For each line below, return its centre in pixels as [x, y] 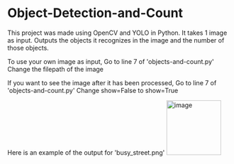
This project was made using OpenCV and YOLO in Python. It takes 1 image [117, 33]
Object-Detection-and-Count [95, 13]
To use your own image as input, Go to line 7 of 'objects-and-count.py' [111, 61]
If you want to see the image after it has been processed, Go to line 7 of [112, 82]
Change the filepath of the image [56, 69]
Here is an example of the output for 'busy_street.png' [86, 152]
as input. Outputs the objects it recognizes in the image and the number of [116, 40]
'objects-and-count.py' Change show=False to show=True [93, 90]
